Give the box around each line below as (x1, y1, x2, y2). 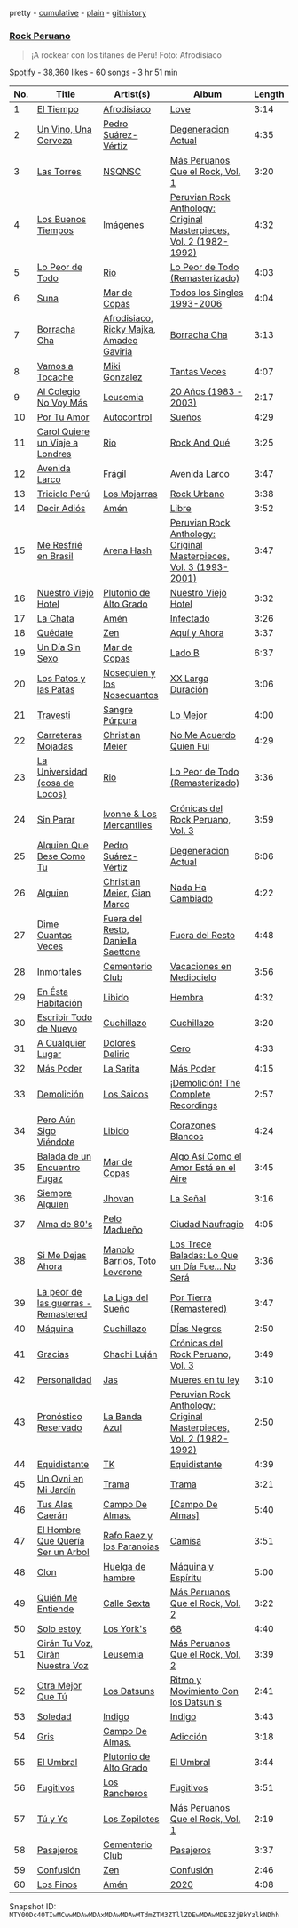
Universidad (36, 766, 88, 778)
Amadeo (103, 334, 138, 347)
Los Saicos (103, 1089, 149, 1101)
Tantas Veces (169, 366, 227, 378)
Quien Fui (169, 740, 210, 752)
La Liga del (103, 1291, 149, 1304)
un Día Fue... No (169, 1260, 237, 1273)
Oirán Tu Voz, (36, 1637, 93, 1650)
